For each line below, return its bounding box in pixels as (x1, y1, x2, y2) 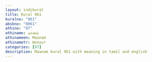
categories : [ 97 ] (5, 44, 42, 49)
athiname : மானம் (5, 30, 39, 35)
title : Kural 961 (5, 12, 42, 17)
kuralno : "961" (5, 16, 37, 21)
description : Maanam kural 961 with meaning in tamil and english (5, 49, 147, 54)
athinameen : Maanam (5, 35, 46, 40)
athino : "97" (5, 26, 33, 31)
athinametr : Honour (5, 40, 46, 45)
